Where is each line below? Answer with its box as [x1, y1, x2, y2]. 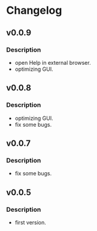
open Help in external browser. [14, 59, 91, 66]
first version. [14, 218, 47, 226]
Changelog [6, 4, 62, 17]
